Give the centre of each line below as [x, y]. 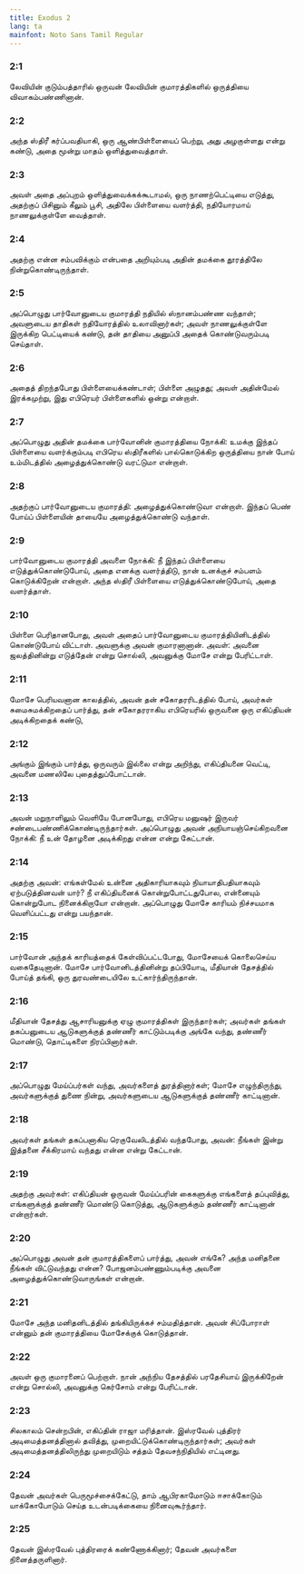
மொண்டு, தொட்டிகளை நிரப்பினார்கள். [74, 1041]
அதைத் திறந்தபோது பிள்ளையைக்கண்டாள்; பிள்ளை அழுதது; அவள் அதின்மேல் [144, 388]
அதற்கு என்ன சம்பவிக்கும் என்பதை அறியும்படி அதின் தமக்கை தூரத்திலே [136, 259]
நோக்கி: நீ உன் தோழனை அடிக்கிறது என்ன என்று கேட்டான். [112, 838]
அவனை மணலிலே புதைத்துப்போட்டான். [78, 773]
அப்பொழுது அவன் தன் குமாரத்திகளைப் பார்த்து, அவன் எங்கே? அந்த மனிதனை [145, 1258]
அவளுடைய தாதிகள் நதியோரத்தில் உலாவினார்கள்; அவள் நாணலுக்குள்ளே [138, 323]
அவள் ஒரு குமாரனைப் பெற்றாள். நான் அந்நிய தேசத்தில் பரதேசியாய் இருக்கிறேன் [147, 1376]
